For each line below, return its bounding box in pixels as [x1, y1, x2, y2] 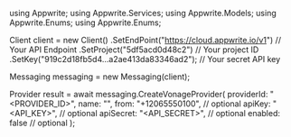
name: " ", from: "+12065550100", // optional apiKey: [78, 98, 271, 109]
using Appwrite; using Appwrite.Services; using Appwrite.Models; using [9, 8, 277, 18]
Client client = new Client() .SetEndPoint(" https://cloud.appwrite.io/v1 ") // [9, 35, 282, 45]
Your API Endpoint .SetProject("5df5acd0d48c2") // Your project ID [9, 44, 259, 55]
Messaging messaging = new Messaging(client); [9, 71, 191, 82]
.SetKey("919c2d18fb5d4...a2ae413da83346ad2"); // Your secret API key [9, 54, 281, 64]
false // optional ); [9, 117, 75, 128]
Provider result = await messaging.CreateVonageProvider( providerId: [9, 89, 268, 99]
